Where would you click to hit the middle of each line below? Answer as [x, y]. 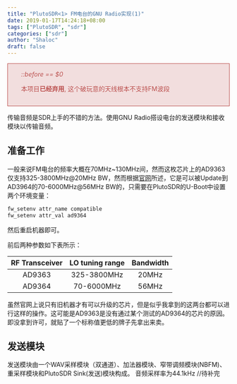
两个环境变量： [29, 196]
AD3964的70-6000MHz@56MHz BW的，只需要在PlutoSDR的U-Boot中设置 [116, 186]
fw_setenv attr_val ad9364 [47, 215]
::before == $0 [42, 74]
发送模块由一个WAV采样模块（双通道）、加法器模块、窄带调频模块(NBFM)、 [117, 365]
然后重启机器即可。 [35, 229]
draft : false [26, 47]
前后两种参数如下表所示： [44, 245]
